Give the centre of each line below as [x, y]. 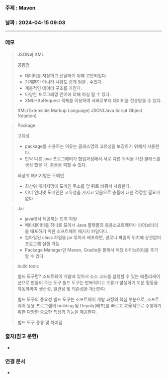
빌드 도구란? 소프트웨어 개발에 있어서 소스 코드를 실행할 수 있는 [78, 276]
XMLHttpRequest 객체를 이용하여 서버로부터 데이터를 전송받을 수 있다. [93, 100]
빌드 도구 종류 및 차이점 [40, 322]
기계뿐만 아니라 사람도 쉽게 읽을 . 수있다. [64, 82]
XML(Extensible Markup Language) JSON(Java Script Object [80, 110]
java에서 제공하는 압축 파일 [51, 219]
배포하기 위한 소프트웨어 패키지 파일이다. [69, 231]
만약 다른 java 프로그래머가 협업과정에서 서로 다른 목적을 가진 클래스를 [92, 158]
